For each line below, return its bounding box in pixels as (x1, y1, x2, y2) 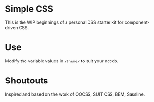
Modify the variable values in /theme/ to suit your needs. (5, 58, 119, 64)
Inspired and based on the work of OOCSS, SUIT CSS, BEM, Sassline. (5, 91, 145, 97)
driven (5, 24, 18, 30)
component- (124, 20, 150, 25)
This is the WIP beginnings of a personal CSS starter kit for (5, 20, 124, 25)
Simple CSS (5, 3, 54, 15)
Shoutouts (5, 75, 48, 86)
